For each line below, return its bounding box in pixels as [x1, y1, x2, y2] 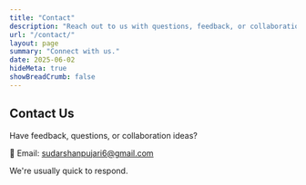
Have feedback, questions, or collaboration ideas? [9, 130, 199, 141]
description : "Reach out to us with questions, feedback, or [9, 22, 247, 31]
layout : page [9, 38, 59, 48]
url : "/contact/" [9, 30, 76, 39]
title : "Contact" [9, 13, 76, 23]
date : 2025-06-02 [9, 55, 76, 64]
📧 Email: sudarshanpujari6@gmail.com [9, 147, 154, 159]
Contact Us [9, 106, 75, 122]
